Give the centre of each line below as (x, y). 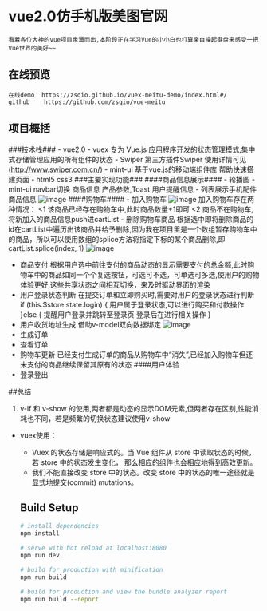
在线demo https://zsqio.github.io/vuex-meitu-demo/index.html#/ (118, 95)
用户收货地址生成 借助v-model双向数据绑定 (90, 324)
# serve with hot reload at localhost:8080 (93, 548)
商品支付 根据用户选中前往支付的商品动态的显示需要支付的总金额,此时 (133, 264)
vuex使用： (38, 435)
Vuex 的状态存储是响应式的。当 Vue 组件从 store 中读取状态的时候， (144, 452)
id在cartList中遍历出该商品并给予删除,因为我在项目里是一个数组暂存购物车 (130, 229)
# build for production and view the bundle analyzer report (124, 592)
